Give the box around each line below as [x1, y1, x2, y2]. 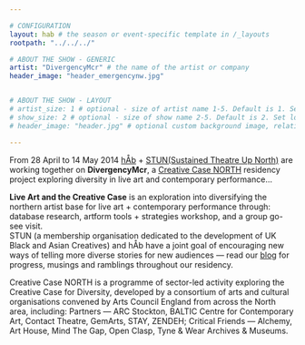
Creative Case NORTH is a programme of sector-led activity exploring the [9, 277, 285, 288]
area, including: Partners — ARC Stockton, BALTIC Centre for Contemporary [9, 306, 294, 317]
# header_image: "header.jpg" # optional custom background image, [9, 121, 271, 130]
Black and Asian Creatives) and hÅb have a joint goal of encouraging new [9, 239, 284, 250]
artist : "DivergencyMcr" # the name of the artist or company [9, 63, 250, 73]
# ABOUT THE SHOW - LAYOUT [9, 96, 112, 106]
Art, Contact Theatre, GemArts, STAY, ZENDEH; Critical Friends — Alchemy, [9, 315, 292, 326]
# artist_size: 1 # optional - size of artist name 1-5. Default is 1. [9, 105, 286, 114]
